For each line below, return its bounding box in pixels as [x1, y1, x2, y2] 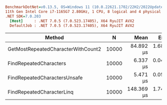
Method [45, 34, 64, 41]
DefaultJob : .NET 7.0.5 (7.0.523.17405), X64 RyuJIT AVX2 [9, 23, 135, 28]
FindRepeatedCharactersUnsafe [7, 74, 83, 81]
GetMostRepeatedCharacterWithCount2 [7, 46, 101, 53]
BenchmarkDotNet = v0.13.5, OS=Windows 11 [5, 4, 90, 9]
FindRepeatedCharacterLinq [7, 89, 74, 96]
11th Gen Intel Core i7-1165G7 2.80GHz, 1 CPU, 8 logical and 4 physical [5, 9, 162, 14]
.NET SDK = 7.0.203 [5, 13, 41, 19]
